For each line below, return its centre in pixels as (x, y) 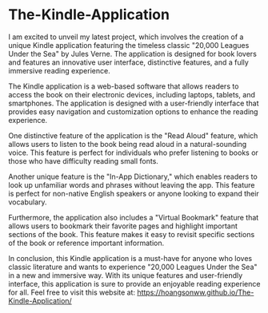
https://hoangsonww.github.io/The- (196, 292)
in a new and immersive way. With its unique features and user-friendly (126, 275)
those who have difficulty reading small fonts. (83, 160)
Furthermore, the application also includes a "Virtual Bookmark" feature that (134, 217)
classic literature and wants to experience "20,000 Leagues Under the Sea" (133, 267)
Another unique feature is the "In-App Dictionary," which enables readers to (133, 176)
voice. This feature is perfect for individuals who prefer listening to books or (133, 153)
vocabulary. (28, 202)
